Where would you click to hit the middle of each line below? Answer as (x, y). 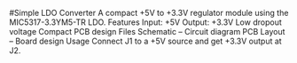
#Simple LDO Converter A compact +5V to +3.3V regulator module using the (149, 13)
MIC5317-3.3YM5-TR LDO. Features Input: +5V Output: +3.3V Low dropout (145, 22)
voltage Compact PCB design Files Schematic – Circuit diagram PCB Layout (147, 31)
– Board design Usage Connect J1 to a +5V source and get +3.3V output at (145, 41)
